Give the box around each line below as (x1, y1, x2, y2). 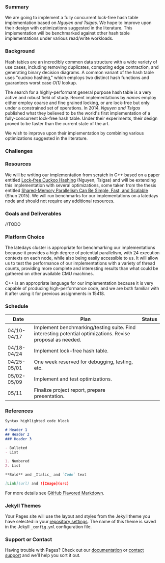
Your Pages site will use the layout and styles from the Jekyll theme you (5, 513, 151, 519)
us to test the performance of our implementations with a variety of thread (5, 260, 156, 266)
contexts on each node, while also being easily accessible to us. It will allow (5, 255, 159, 261)
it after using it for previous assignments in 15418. (5, 291, 105, 296)
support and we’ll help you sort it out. (5, 552, 81, 558)
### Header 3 (5, 436, 32, 441)
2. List (5, 463, 21, 468)
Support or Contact (5, 536, 53, 543)
